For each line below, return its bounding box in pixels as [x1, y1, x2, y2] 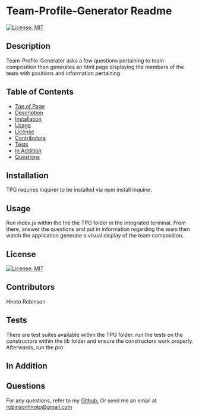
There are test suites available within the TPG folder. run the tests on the [6, 331, 183, 338]
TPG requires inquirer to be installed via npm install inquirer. [6, 186, 153, 193]
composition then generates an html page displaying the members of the [6, 63, 184, 70]
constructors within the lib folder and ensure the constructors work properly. [6, 337, 194, 345]
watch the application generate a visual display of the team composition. [6, 232, 184, 239]
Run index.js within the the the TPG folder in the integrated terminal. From [6, 219, 186, 227]
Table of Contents [6, 87, 74, 97]
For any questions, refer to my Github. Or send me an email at [6, 397, 157, 404]
